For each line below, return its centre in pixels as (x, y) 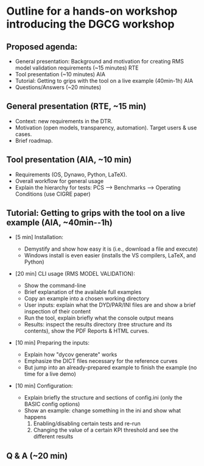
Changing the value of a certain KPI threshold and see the (106, 430)
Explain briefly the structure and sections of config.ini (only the (103, 398)
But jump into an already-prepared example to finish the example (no (111, 368)
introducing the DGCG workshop (90, 24)
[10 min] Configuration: (44, 386)
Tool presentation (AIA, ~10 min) (69, 160)
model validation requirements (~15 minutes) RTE (77, 68)
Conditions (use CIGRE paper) (53, 194)
